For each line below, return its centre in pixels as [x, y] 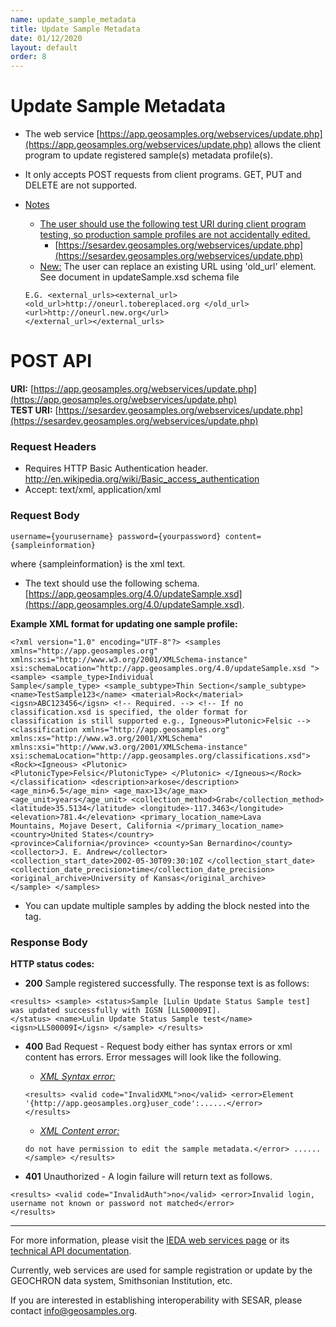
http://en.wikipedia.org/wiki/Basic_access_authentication [142, 479]
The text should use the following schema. [112, 583]
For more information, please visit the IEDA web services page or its [150, 1240]
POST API [51, 361]
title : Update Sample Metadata [75, 29]
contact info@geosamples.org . [74, 1310]
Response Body [49, 942]
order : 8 [28, 57]
